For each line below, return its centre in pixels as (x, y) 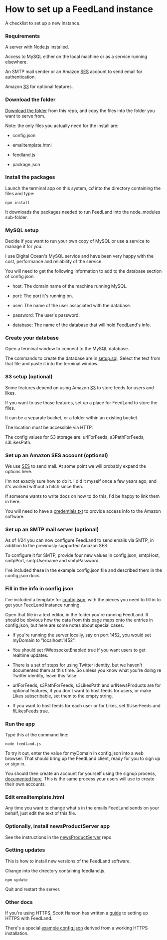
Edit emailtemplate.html (35, 797)
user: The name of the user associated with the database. (72, 306)
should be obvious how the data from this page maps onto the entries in (79, 620)
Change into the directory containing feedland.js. (55, 870)
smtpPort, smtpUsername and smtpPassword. (53, 561)
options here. (19, 472)
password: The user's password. (46, 315)
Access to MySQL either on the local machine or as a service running (76, 57)
